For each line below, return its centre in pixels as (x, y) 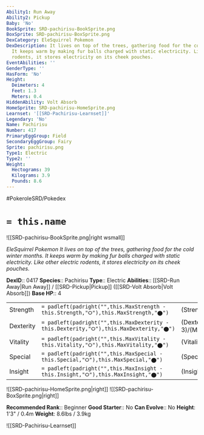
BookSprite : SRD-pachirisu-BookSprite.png (61, 29)
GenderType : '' (25, 68)
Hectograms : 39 (31, 170)
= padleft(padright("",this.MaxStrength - (104, 306)
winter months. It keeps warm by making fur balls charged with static (93, 255)
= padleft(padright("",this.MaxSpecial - (102, 353)
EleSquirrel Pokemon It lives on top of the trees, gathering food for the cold (100, 249)
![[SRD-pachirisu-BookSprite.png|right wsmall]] (66, 237)
